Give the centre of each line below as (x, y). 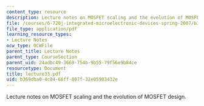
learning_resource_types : (39, 35)
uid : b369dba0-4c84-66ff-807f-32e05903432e (62, 79)
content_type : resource (36, 12)
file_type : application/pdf (42, 29)
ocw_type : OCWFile (29, 46)
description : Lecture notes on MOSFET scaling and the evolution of (95, 18)
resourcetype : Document (36, 68)
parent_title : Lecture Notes (43, 51)
